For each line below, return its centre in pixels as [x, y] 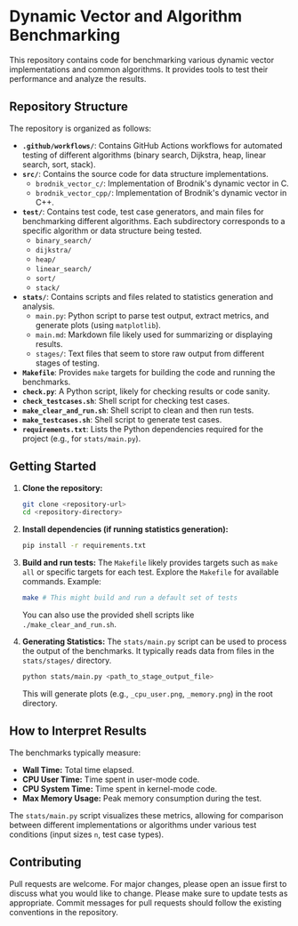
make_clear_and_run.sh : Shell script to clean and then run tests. [138, 410]
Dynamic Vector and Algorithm [126, 16]
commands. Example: [62, 582]
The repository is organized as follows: [81, 128]
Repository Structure [69, 107]
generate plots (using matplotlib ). [98, 325]
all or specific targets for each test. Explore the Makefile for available [150, 572]
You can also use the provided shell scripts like [108, 615]
